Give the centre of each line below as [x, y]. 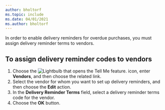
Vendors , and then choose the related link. [57, 76]
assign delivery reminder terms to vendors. [50, 43]
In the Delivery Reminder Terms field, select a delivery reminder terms [86, 92]
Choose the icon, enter [81, 71]
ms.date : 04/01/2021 [27, 19]
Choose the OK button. [36, 103]
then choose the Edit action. [42, 87]
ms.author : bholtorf [27, 24]
